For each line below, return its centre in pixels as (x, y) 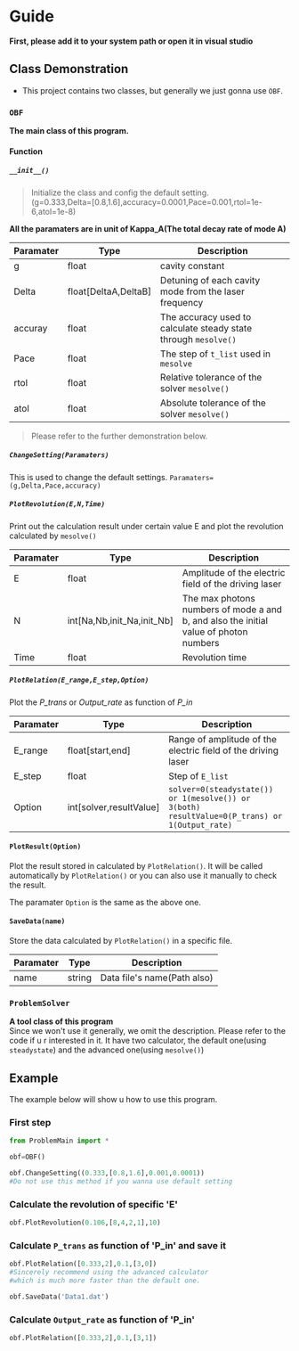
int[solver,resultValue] (113, 807)
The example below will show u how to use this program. (113, 1100)
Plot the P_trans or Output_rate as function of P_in (101, 702)
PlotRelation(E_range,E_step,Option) (79, 680)
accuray (31, 328)
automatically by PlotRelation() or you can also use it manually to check (143, 875)
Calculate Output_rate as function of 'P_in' (102, 1319)
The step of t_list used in (215, 354)
